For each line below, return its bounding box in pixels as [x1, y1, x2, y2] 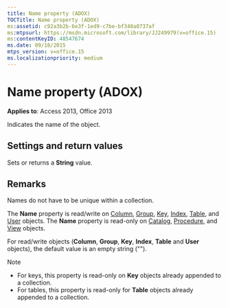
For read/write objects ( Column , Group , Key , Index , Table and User [7, 237, 200, 246]
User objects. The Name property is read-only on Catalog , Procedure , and [7, 217, 218, 225]
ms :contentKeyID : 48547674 [7, 36, 84, 43]
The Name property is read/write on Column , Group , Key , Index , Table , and [7, 210, 220, 218]
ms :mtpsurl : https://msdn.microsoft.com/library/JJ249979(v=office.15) [7, 29, 216, 36]
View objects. [7, 224, 46, 233]
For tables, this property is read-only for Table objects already [16, 286, 194, 294]
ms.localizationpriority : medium [7, 55, 103, 62]
